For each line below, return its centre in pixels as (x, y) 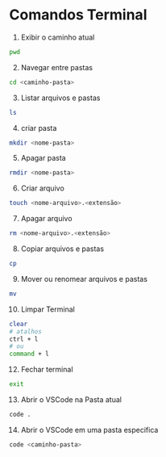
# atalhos (26, 331)
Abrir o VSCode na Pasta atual (71, 400)
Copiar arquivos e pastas (62, 249)
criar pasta (39, 128)
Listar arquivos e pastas (60, 98)
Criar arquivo (43, 188)
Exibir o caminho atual (58, 37)
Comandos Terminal (78, 15)
